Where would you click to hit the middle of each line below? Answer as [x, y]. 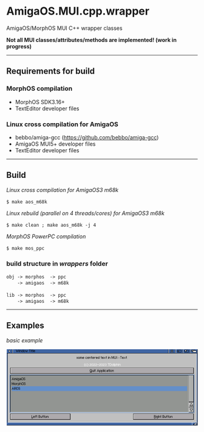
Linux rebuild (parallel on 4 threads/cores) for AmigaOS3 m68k [86, 213]
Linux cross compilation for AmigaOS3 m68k [63, 189]
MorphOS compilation [39, 88]
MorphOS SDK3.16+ [40, 102]
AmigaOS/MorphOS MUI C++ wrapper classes [64, 28]
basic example [25, 340]
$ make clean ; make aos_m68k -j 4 [51, 225]
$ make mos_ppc [25, 248]
